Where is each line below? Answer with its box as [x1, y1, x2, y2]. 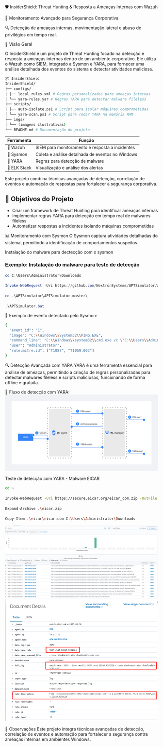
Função [79, 137, 95, 143]
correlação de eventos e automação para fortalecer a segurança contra [5, 731, 148, 737]
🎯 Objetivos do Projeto [5, 195, 74, 203]
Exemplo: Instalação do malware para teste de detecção [5, 261, 140, 268]
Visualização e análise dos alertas [35, 165, 103, 171]
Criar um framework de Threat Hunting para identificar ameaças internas [12, 208, 158, 214]
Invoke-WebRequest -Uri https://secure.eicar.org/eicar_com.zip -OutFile [5, 496, 158, 501]
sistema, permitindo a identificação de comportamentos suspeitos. [5, 240, 139, 246]
